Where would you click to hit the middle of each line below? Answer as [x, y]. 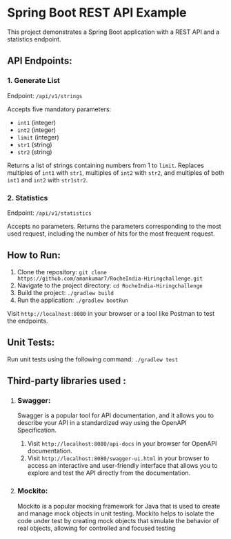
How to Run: [34, 255]
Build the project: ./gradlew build [65, 292]
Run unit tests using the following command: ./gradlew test [93, 359]
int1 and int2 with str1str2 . [48, 180]
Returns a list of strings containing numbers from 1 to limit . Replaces [106, 165]
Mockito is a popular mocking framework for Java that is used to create [119, 506]
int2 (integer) [37, 130]
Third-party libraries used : [67, 380]
